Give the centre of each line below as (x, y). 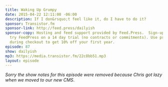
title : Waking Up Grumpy (31, 10)
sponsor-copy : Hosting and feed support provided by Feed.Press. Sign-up (85, 33)
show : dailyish (21, 51)
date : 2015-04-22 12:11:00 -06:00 (41, 14)
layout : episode (22, 61)
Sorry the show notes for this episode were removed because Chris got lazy (84, 75)
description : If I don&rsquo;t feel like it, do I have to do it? (76, 19)
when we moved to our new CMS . (40, 80)
